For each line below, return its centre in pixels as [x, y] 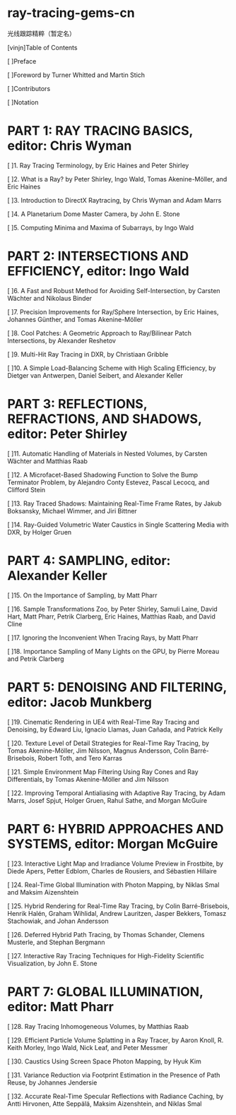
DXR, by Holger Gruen [40, 532]
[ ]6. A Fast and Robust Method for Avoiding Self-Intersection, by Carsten [114, 290]
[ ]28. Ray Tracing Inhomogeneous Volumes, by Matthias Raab [98, 1026]
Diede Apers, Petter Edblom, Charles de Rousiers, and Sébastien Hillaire [112, 871]
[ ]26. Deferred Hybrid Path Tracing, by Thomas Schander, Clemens [106, 934]
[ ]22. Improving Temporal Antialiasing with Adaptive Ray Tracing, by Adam [117, 793]
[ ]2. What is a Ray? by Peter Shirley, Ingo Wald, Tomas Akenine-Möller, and [117, 179]
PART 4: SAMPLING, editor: [89, 560]
